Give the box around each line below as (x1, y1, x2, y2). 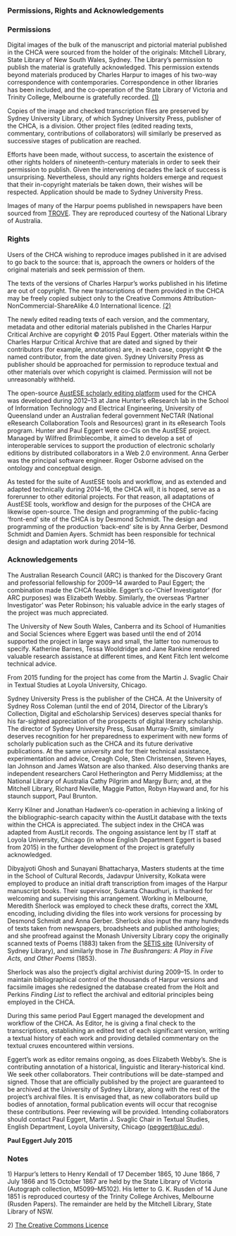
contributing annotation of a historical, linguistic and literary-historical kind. (7, 1062, 225, 1071)
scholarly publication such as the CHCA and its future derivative (7, 739, 194, 748)
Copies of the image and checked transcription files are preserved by (7, 107, 209, 115)
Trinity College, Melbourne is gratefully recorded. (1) (7, 93, 159, 102)
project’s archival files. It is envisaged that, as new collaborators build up (7, 1092, 218, 1101)
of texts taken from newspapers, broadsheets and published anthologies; (7, 923, 220, 933)
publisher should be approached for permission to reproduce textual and (7, 360, 218, 368)
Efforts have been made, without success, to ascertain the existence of (7, 150, 214, 159)
